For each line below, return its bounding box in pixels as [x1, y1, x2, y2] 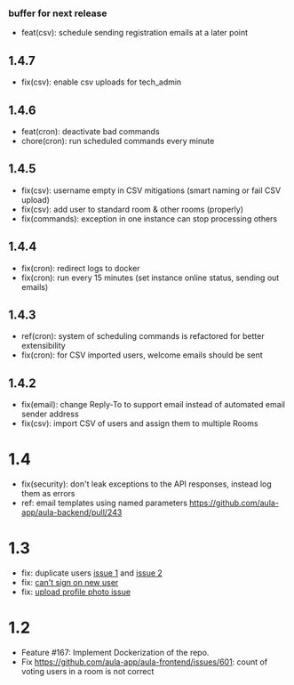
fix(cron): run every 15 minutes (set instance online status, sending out [20, 272, 280, 283]
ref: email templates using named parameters [20, 497, 188, 509]
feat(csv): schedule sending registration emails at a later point [20, 28, 249, 38]
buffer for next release [8, 7, 107, 20]
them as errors [20, 488, 75, 499]
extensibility [20, 341, 66, 351]
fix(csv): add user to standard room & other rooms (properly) [20, 204, 243, 214]
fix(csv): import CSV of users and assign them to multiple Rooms [20, 418, 258, 429]
